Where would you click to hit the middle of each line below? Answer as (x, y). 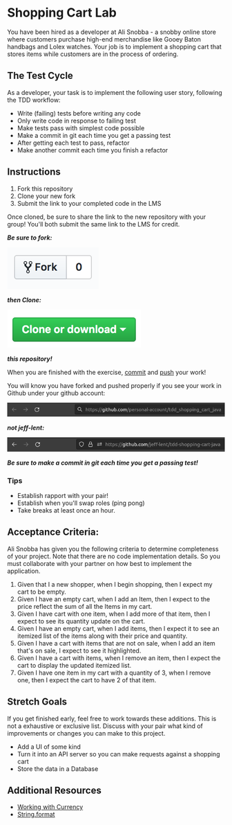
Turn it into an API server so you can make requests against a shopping (118, 754)
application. (24, 571)
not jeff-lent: (26, 427)
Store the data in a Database (58, 769)
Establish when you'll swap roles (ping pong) (81, 503)
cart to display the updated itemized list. (74, 665)
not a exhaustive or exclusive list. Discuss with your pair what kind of (105, 726)
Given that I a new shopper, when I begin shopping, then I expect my (115, 584)
